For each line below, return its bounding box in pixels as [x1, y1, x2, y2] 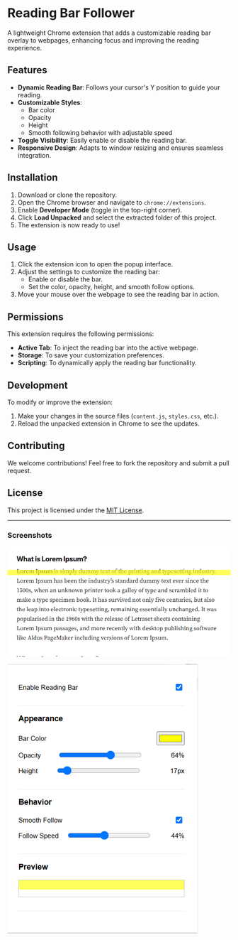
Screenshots [7, 530, 52, 540]
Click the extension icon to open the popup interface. [17, 260, 174, 269]
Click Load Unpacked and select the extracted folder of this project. [17, 213, 217, 222]
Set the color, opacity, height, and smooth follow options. [28, 283, 195, 291]
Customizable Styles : [17, 98, 83, 107]
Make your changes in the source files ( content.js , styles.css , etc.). [17, 412, 219, 420]
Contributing [7, 440, 65, 452]
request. [7, 466, 32, 475]
